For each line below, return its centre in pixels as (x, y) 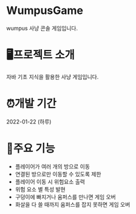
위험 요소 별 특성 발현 (40, 189)
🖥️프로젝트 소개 (40, 55)
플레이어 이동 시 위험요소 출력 (50, 181)
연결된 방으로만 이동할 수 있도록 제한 (58, 174)
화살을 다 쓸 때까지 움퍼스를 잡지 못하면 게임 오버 (73, 204)
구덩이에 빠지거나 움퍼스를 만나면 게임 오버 (66, 197)
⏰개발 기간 (31, 104)
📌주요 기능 (31, 148)
